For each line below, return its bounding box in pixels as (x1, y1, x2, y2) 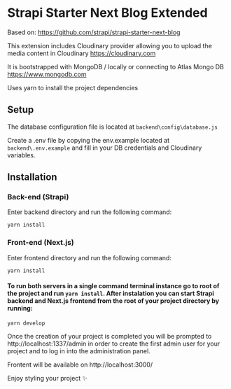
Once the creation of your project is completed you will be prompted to (7, 332, 212, 340)
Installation (7, 171, 57, 183)
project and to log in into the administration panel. (7, 346, 150, 355)
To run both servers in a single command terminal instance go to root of (7, 282, 220, 290)
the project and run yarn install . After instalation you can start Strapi (7, 289, 215, 298)
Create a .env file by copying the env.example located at (7, 136, 170, 144)
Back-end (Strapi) (7, 192, 69, 202)
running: (7, 304, 33, 313)
